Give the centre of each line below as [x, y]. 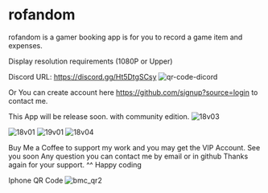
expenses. [25, 45]
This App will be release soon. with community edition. [99, 116]
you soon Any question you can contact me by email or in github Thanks [128, 156]
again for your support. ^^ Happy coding [75, 164]
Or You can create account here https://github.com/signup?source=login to [133, 92]
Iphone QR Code [36, 180]
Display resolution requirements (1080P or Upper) [91, 61]
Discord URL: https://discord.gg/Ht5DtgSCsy [82, 76]
